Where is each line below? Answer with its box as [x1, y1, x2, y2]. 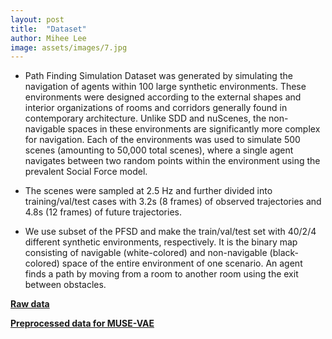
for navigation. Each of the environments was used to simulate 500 [24, 134, 301, 146]
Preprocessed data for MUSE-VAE [10, 317, 155, 330]
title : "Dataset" [10, 24, 87, 34]
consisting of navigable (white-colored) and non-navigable [24, 247, 268, 259]
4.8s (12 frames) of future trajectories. [24, 206, 182, 218]
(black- [269, 247, 300, 259]
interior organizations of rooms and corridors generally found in [24, 102, 288, 114]
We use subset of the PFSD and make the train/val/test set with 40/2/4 [24, 226, 317, 238]
